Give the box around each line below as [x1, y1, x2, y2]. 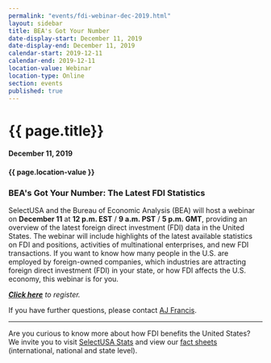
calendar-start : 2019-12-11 [8, 49, 103, 57]
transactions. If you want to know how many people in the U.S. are [8, 248, 229, 258]
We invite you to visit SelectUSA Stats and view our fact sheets [8, 337, 218, 347]
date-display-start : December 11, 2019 [8, 34, 143, 43]
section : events [8, 79, 63, 87]
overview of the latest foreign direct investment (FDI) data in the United [8, 223, 244, 232]
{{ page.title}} [8, 122, 105, 140]
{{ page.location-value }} [8, 167, 95, 177]
